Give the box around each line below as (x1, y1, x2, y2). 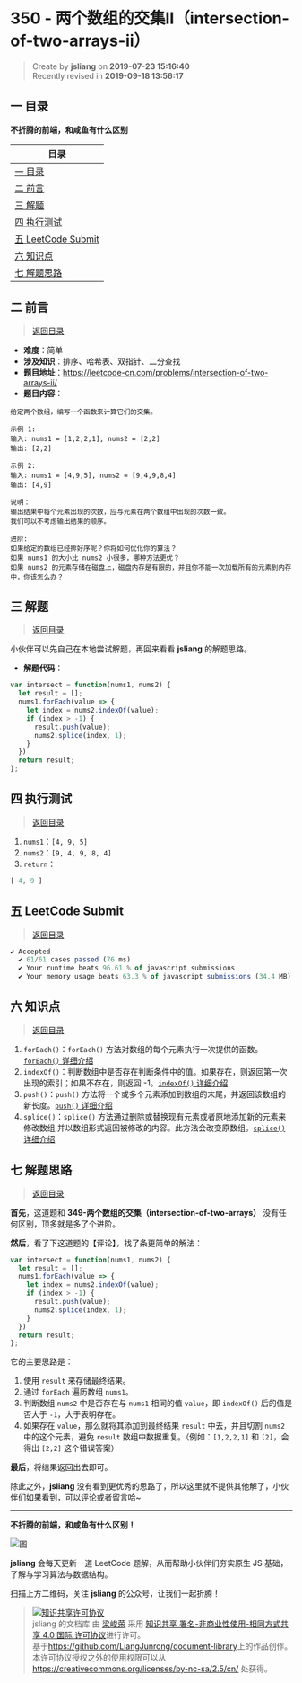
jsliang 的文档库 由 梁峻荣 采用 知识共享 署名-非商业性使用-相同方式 (31, 1618, 281, 1629)
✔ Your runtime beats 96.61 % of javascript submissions (18, 963, 236, 973)
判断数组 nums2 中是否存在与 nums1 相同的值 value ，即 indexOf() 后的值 (22, 1398, 285, 1409)
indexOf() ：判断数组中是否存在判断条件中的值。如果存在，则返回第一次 (22, 1066, 288, 1076)
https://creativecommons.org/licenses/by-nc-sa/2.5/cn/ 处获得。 (31, 1663, 272, 1674)
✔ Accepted (10, 947, 51, 956)
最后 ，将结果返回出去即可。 (10, 1462, 113, 1473)
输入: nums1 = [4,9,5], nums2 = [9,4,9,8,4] (10, 471, 177, 480)
